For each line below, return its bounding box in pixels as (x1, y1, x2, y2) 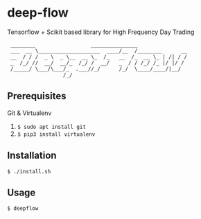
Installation (7, 150, 57, 161)
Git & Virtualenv (7, 109, 52, 117)
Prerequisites (7, 90, 67, 102)
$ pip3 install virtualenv (17, 130, 96, 138)
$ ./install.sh (7, 168, 51, 175)
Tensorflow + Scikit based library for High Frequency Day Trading (7, 28, 195, 36)
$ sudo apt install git (17, 123, 87, 130)
